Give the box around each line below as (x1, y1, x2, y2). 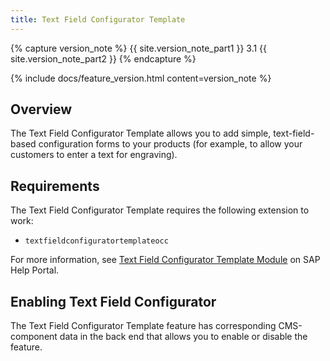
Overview (10, 101, 73, 118)
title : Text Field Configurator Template (10, 14, 186, 25)
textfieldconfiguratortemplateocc (24, 236, 169, 246)
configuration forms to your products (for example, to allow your (38, 138, 303, 150)
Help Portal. (10, 264, 60, 276)
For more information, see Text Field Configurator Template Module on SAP (10, 254, 321, 266)
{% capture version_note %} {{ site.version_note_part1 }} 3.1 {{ (10, 42, 268, 54)
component (10, 331, 58, 343)
